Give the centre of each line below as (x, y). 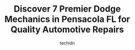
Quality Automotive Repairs (67, 30)
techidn (67, 43)
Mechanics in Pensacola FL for (67, 19)
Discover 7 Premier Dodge (67, 9)
